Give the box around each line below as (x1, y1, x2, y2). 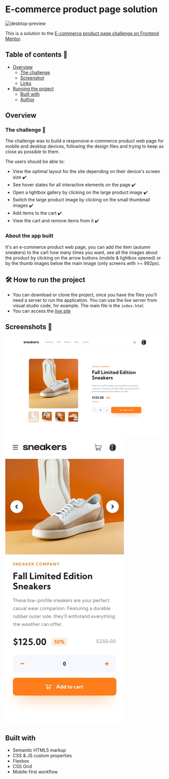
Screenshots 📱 (5, 322, 53, 331)
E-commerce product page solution (5, 4, 158, 15)
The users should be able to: (5, 159, 65, 165)
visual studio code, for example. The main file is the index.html (12, 302, 144, 308)
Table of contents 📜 (5, 50, 68, 59)
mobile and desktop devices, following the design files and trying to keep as (5, 143, 164, 150)
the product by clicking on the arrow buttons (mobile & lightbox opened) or (5, 254, 161, 261)
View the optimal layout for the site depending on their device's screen (12, 168, 160, 175)
